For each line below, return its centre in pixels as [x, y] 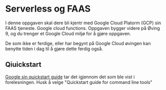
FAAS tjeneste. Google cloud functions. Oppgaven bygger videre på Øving [83, 28]
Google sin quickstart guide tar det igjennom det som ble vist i [70, 77]
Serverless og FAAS [48, 9]
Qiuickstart [23, 64]
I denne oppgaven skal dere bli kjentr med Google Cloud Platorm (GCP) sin [83, 23]
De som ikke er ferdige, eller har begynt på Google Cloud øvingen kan [78, 43]
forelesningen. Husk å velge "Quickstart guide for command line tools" [79, 82]
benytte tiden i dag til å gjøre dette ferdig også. [54, 49]
